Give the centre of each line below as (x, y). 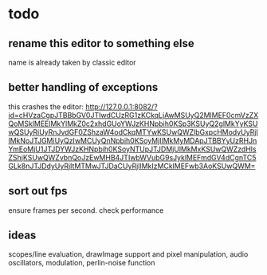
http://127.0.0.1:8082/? (122, 106)
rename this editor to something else (101, 43)
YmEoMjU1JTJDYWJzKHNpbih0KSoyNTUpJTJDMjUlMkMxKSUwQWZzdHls (132, 149)
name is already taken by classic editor (73, 62)
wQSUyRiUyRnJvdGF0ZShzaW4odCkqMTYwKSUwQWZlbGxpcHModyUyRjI (133, 132)
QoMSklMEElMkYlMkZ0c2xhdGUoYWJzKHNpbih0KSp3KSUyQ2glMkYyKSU (133, 124)
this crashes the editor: (46, 106)
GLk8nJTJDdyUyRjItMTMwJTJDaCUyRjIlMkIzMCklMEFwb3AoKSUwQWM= (132, 166)
